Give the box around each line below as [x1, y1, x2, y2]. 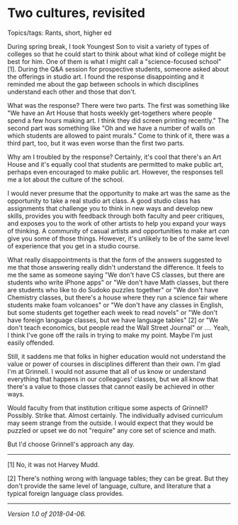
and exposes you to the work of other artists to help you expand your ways [7, 219, 227, 228]
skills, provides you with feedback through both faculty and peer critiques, [7, 211, 225, 220]
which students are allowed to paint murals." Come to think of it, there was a [7, 131, 230, 140]
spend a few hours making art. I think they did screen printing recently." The [7, 116, 229, 125]
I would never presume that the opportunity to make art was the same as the [7, 189, 230, 197]
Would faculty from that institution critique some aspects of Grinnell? [7, 403, 208, 412]
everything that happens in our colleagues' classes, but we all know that [7, 375, 218, 383]
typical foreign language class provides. [7, 489, 124, 497]
